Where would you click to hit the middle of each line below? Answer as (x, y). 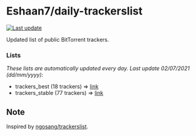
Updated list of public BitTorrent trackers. (58, 39)
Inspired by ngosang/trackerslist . (47, 127)
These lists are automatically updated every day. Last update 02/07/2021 (98, 68)
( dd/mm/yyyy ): (25, 75)
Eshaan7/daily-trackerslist (74, 11)
